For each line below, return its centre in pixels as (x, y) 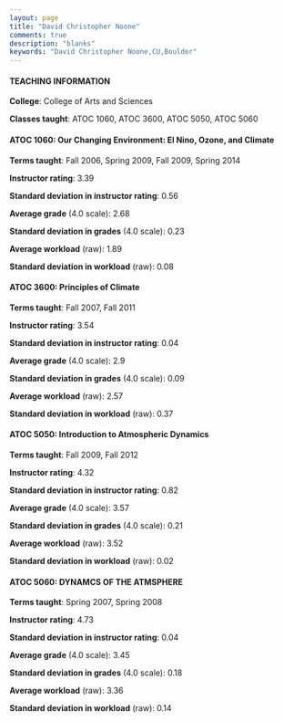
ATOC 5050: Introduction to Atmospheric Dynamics (109, 434)
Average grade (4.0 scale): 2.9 (67, 361)
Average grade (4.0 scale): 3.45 (70, 655)
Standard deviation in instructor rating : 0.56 (94, 195)
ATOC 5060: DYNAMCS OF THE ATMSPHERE (96, 581)
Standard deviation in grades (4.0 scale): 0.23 (97, 231)
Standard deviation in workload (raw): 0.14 (91, 708)
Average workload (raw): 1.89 (66, 248)
